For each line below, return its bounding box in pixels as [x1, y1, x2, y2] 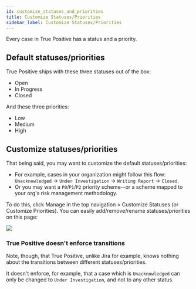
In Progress [14, 86, 43, 93]
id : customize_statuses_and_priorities [6, 8, 104, 15]
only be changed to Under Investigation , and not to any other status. [6, 276, 174, 283]
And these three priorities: [6, 103, 69, 110]
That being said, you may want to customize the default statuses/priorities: [6, 159, 187, 166]
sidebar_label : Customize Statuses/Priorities [6, 19, 122, 25]
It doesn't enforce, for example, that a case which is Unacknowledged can [6, 270, 180, 277]
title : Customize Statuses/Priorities [6, 14, 101, 20]
